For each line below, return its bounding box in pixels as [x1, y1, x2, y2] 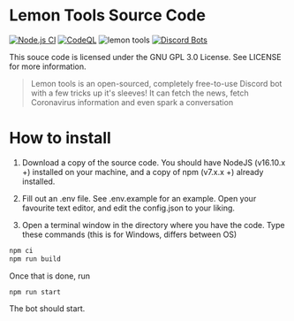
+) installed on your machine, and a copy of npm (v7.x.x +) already [21, 166, 264, 177]
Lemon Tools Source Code [9, 5, 206, 26]
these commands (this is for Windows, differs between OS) [21, 229, 237, 240]
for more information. [9, 61, 87, 72]
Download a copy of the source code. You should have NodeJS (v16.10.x [21, 157, 286, 168]
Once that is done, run [9, 271, 91, 281]
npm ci [9, 246, 34, 255]
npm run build [9, 254, 62, 264]
